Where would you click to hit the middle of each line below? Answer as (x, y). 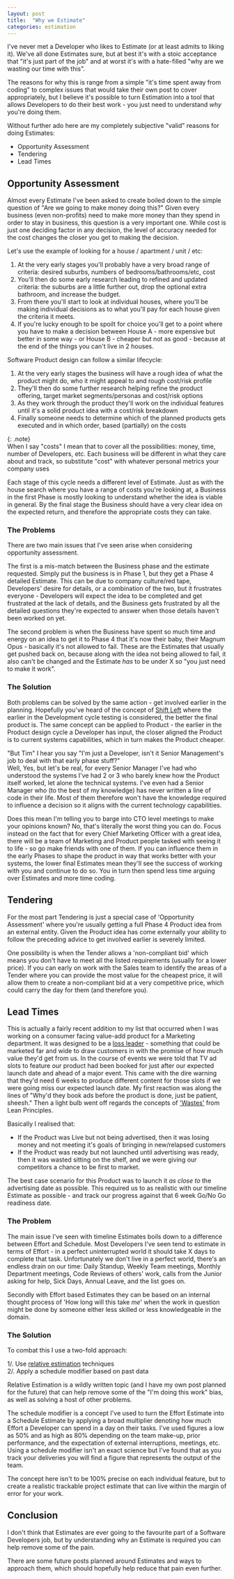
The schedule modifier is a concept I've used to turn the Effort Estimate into (116, 1413)
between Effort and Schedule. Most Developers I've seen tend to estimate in (117, 1244)
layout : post (26, 14)
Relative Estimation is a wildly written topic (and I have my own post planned (117, 1385)
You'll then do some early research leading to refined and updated (112, 280)
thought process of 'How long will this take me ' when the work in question (114, 1302)
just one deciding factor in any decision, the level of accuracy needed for (112, 230)
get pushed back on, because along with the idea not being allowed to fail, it (117, 654)
